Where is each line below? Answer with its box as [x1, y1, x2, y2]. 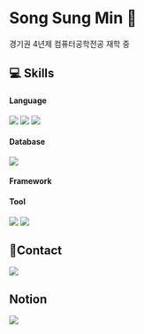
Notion [9, 291, 48, 306]
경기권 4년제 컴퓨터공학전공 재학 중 [9, 38, 130, 49]
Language [9, 95, 47, 106]
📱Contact [9, 243, 63, 258]
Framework [9, 176, 52, 187]
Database [9, 137, 46, 147]
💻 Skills [9, 66, 55, 81]
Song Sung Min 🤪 [9, 8, 137, 28]
